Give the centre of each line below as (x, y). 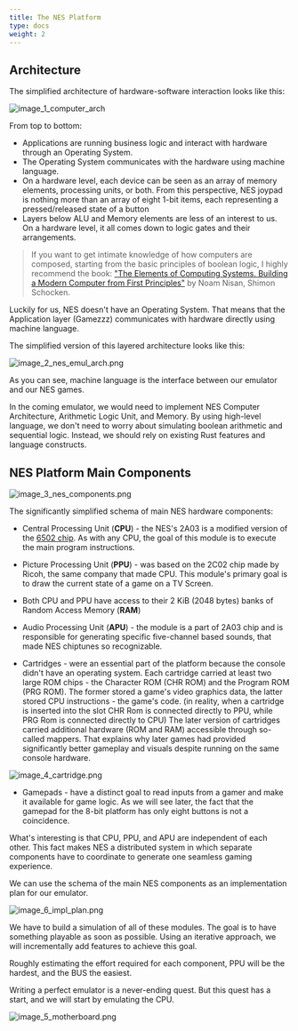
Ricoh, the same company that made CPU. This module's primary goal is (154, 574)
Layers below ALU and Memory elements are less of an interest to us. (149, 219)
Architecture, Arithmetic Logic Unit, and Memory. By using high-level (135, 416)
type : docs (29, 26)
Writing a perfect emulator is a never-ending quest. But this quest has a (140, 990)
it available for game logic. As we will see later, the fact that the (137, 802)
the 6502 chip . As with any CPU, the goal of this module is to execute (149, 538)
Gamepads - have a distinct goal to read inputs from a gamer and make (153, 792)
